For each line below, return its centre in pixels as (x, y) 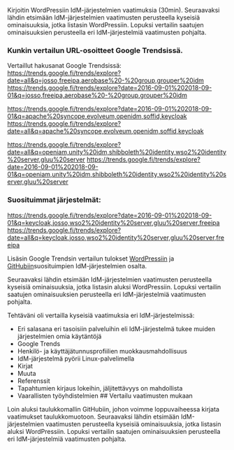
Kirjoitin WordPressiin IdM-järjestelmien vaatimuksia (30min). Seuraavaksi (114, 10)
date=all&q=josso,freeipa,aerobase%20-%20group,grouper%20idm (106, 80)
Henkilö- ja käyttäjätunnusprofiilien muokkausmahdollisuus (102, 351)
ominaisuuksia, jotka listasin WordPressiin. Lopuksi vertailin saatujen (105, 25)
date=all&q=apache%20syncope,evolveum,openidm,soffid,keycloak (105, 131)
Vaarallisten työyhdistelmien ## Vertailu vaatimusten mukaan (105, 395)
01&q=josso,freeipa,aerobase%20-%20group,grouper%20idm (97, 95)
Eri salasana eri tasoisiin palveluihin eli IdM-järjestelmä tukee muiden (116, 328)
